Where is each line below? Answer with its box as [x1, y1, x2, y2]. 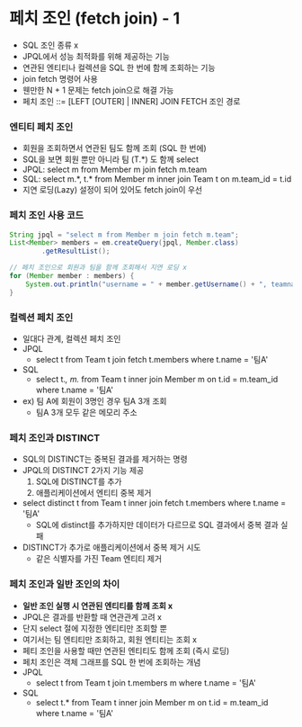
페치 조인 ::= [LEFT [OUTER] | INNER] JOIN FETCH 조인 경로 [22, 95, 241, 106]
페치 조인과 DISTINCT [9, 431, 101, 444]
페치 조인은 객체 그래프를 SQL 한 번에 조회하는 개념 [22, 656, 201, 667]
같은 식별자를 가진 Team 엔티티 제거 [35, 553, 163, 564]
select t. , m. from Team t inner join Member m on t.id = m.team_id [35, 373, 279, 384]
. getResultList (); [41, 247, 111, 256]
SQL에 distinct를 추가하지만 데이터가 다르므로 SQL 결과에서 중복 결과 [35, 519, 279, 531]
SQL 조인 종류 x [22, 40, 79, 50]
